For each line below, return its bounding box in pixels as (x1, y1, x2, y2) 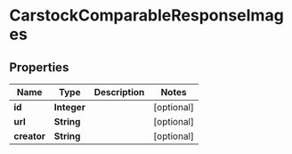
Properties (9, 60, 69, 75)
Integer (53, 101, 86, 113)
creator (13, 130, 46, 142)
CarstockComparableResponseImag (9, 5, 285, 26)
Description (93, 86, 145, 98)
